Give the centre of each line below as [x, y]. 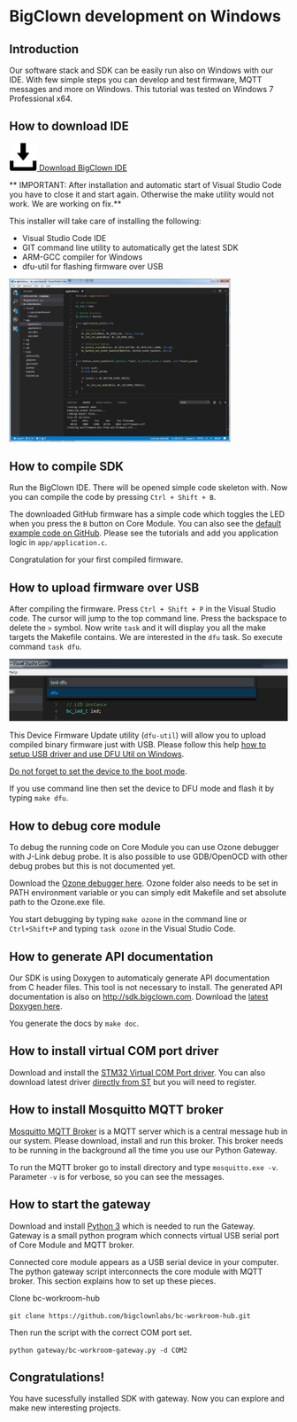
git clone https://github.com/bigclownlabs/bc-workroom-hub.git [130, 1316]
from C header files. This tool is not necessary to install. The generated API [146, 988]
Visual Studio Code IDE [64, 238]
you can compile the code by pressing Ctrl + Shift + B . [113, 497]
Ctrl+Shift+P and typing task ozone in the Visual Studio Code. [122, 929]
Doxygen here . [36, 1006]
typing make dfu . [39, 798]
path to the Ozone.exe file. [57, 902]
